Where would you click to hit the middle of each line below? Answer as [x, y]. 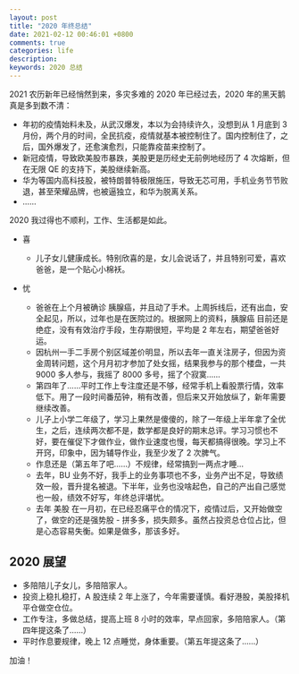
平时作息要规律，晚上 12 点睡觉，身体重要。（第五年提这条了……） [143, 641]
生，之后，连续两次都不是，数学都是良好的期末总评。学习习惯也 [153, 430]
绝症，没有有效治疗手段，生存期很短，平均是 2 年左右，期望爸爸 [154, 329]
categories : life [42, 51]
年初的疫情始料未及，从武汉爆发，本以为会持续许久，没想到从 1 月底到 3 [154, 124]
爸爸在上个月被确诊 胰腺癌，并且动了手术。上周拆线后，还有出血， [158, 307]
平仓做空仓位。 [50, 607]
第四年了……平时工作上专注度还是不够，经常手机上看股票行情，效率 [159, 385]
